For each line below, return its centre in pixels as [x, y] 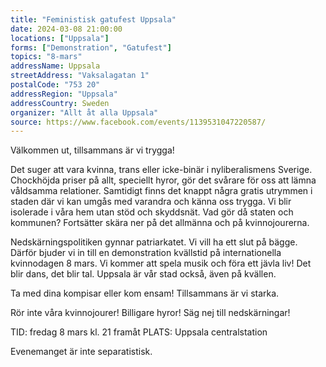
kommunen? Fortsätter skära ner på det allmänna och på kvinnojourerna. [160, 223]
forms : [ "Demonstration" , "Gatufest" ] [91, 47]
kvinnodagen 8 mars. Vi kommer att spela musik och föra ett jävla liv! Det [161, 263]
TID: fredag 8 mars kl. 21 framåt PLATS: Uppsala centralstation [139, 332]
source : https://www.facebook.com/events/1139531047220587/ [138, 122]
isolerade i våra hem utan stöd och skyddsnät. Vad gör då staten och [152, 212]
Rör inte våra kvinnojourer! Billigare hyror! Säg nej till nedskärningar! [150, 313]
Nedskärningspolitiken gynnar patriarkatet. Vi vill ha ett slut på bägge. [154, 242]
